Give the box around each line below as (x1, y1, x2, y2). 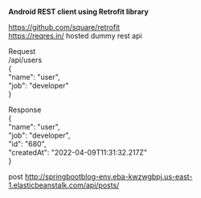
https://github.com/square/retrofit (8, 23, 121, 31)
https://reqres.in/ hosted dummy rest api (8, 31, 142, 40)
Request (8, 47, 36, 56)
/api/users (8, 56, 43, 64)
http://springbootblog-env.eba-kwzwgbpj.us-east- (24, 172, 193, 181)
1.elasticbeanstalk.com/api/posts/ (8, 180, 120, 190)
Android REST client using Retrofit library (8, 7, 149, 16)
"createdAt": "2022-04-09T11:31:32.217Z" (8, 148, 147, 157)
